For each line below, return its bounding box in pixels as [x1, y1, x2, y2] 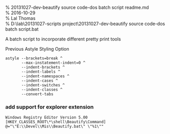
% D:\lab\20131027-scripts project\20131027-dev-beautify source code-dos [5, 20, 165, 27]
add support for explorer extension [5, 103, 94, 110]
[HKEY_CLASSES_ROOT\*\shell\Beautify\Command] [5, 120, 106, 125]
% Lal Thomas [5, 15, 36, 21]
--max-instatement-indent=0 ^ [21, 60, 86, 65]
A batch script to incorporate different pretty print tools [5, 36, 121, 42]
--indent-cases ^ [21, 78, 58, 83]
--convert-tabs [21, 92, 54, 97]
